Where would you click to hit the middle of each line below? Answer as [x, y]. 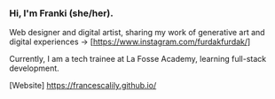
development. [34, 68]
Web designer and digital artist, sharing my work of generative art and [137, 33]
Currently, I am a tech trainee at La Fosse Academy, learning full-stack [138, 59]
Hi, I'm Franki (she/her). [61, 13]
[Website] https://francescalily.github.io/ [83, 86]
